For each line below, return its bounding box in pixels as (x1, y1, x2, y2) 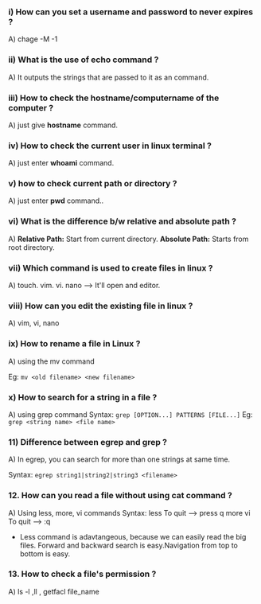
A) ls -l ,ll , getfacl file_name (8, 586, 99, 596)
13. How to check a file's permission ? (8, 568, 157, 579)
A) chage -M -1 (8, 34, 58, 44)
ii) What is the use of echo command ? (8, 54, 159, 65)
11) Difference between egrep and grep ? (8, 436, 168, 447)
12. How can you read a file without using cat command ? (8, 490, 232, 501)
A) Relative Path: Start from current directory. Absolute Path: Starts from (8, 234, 249, 244)
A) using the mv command (8, 357, 95, 366)
